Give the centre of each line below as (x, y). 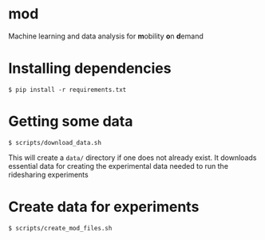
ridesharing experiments (49, 174)
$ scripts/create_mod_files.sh (60, 228)
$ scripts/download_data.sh (55, 142)
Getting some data (71, 122)
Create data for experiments (104, 207)
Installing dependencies (90, 68)
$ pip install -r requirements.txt (67, 90)
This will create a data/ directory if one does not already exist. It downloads (132, 158)
